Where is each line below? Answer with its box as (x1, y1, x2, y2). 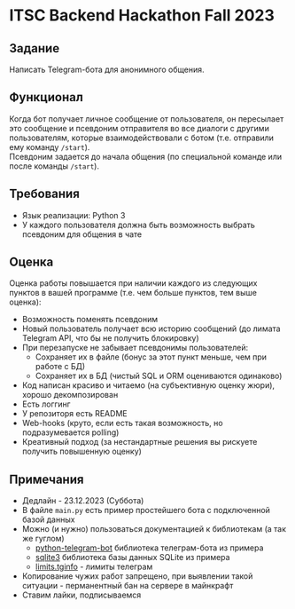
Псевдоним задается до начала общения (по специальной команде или (9, 151, 282, 162)
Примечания (9, 471, 84, 486)
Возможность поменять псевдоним (21, 314, 159, 325)
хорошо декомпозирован (21, 390, 119, 400)
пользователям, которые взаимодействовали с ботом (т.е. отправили (9, 132, 275, 143)
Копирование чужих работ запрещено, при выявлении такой (21, 571, 253, 581)
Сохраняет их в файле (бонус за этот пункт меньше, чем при (35, 352, 268, 362)
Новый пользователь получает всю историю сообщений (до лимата (21, 323, 281, 334)
